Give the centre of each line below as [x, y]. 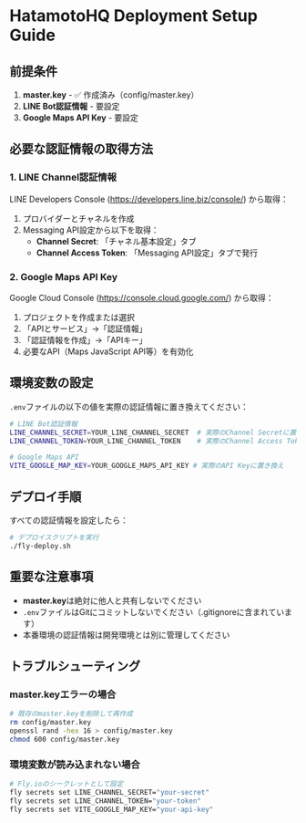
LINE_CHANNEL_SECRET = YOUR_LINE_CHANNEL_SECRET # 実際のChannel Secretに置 [153, 432]
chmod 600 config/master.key [65, 739]
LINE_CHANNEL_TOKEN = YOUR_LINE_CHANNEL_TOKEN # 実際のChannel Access [146, 441]
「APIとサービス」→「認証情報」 [85, 328]
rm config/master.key [51, 723]
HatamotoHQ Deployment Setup [133, 16]
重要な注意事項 [51, 577]
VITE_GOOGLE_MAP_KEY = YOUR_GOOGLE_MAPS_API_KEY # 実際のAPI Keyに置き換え [147, 466]
